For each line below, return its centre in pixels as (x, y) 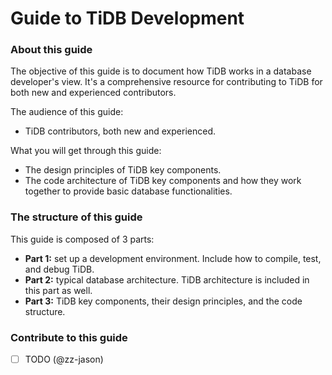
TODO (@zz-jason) (64, 359)
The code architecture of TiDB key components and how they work (163, 181)
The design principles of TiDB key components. (123, 170)
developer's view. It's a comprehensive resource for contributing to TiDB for (166, 82)
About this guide (51, 50)
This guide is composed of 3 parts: (82, 239)
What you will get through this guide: (86, 151)
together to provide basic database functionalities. (128, 191)
